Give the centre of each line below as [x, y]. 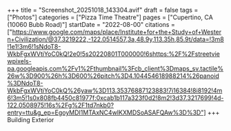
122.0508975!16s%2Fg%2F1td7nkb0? [61, 105]
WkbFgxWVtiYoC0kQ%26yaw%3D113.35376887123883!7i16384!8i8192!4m [115, 90]
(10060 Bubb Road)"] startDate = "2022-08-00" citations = [91, 24]
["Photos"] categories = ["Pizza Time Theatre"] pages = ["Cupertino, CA [110, 17]
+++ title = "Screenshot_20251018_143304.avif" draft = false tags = [103, 10]
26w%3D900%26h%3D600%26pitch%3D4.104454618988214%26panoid [113, 76]
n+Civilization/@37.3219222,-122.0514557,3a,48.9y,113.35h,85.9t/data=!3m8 [115, 39]
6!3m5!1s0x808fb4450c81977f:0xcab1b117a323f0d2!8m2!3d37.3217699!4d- [115, 98]
